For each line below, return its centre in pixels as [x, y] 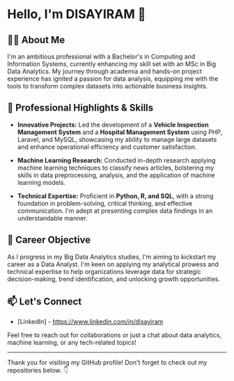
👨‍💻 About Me [36, 40]
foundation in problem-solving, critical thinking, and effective [105, 203]
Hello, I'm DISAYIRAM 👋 [77, 14]
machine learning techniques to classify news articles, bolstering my [116, 168]
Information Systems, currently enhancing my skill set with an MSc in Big [112, 64]
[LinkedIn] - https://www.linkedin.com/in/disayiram [90, 322]
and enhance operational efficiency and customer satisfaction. [107, 147]
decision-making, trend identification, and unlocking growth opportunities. [114, 279]
